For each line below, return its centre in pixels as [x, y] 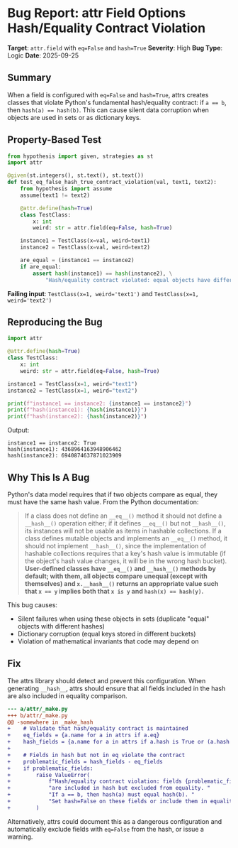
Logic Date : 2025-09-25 [43, 55]
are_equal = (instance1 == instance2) [77, 261]
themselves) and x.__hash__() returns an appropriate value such [121, 583]
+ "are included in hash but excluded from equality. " [109, 788]
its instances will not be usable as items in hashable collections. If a [123, 531]
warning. [20, 837]
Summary [29, 78]
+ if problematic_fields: [50, 768]
